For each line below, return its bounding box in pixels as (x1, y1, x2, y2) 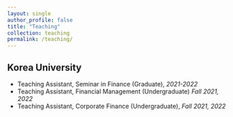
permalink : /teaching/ (7, 36, 73, 43)
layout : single (7, 10, 51, 17)
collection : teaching (7, 29, 70, 37)
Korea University (7, 62, 82, 73)
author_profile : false (7, 17, 73, 24)
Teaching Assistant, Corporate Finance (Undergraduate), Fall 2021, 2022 (17, 102, 226, 110)
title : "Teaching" (7, 23, 61, 30)
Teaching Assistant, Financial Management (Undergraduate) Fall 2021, (17, 87, 219, 96)
